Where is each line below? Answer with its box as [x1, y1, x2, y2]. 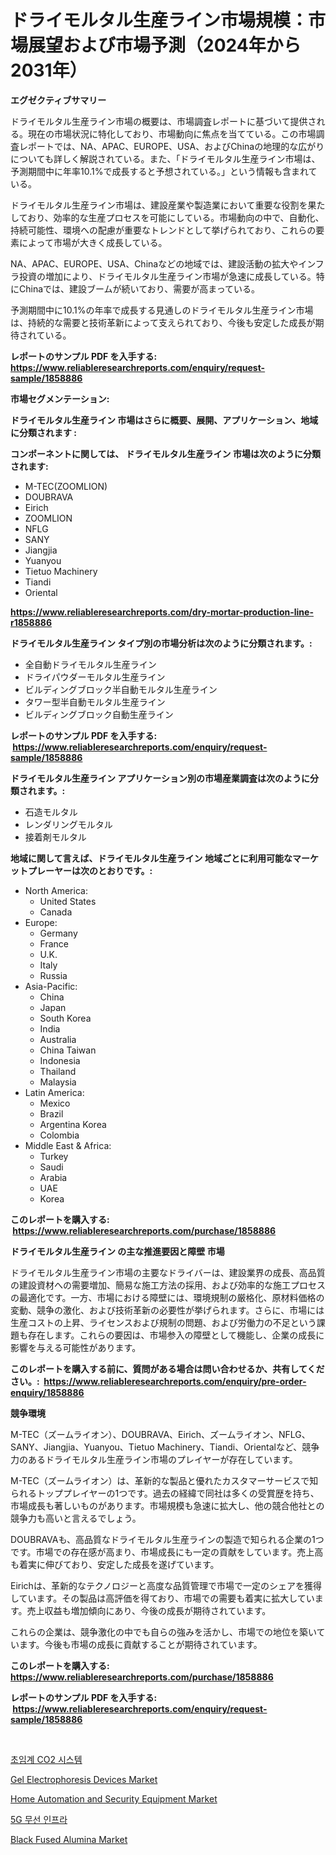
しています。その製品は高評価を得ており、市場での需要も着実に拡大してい [10, 1592, 315, 1604]
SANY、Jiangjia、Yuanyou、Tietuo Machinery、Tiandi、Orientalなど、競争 [10, 1441, 320, 1453]
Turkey [39, 1150, 69, 1162]
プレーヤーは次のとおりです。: [27, 864, 153, 876]
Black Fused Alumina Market [10, 1833, 128, 1845]
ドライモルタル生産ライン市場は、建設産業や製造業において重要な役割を [10, 199, 308, 211]
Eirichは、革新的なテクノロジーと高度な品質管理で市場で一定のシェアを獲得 [10, 1579, 323, 1591]
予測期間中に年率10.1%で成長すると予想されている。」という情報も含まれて [10, 165, 318, 177]
